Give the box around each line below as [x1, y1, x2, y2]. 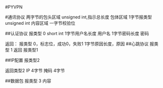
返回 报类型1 [13, 47, 38, 53]
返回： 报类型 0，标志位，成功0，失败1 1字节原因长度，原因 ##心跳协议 [5, 41, 149, 47]
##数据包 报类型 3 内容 [5, 78, 51, 84]
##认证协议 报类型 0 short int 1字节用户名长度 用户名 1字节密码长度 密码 [5, 31, 149, 36]
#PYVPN [5, 4, 23, 10]
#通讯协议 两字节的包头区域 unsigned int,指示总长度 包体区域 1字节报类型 [5, 14, 152, 20]
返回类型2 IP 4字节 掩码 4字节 [5, 68, 65, 73]
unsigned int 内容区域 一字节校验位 [5, 20, 75, 26]
